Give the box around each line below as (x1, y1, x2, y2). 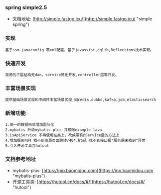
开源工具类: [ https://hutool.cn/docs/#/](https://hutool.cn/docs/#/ (12, 179, 145, 185)
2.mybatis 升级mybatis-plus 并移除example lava (5, 127, 102, 133)
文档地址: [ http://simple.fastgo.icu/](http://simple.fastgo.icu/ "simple (12, 16, 153, 22)
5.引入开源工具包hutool (5, 143, 49, 148)
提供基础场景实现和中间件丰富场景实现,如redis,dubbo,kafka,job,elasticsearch (5, 97, 156, 102)
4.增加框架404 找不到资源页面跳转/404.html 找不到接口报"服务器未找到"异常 (5, 138, 146, 143)
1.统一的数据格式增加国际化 (5, 122, 55, 127)
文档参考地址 (5, 156, 36, 163)
